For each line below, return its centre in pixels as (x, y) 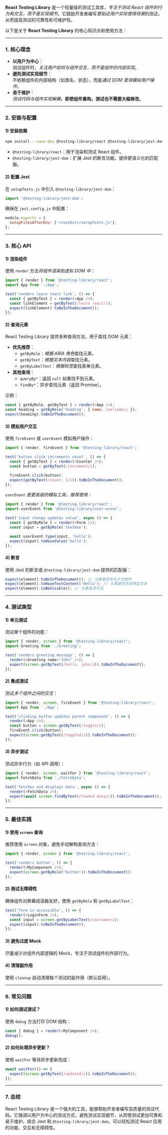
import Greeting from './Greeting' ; (43, 646)
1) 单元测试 (16, 620)
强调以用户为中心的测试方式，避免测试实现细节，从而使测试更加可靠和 (90, 1115)
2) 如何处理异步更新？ (28, 1048)
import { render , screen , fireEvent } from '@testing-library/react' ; (80, 703)
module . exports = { (25, 218)
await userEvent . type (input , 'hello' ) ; (51, 536)
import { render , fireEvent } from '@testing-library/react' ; (71, 448)
